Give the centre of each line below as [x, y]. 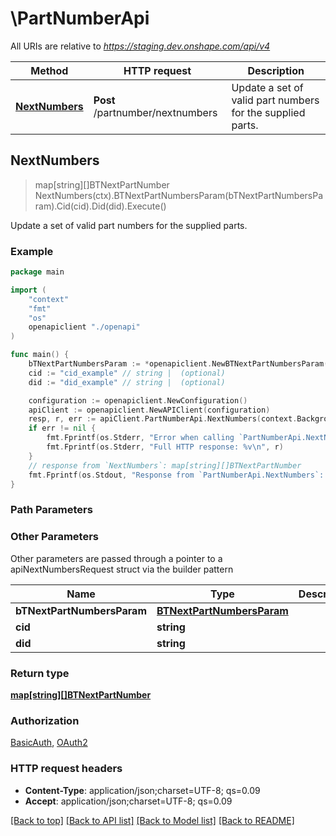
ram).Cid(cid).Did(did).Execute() [100, 206]
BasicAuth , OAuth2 [49, 743]
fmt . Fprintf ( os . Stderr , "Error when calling [140, 438]
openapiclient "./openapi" [84, 327]
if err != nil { [62, 428]
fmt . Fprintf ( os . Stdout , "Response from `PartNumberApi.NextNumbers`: [176, 475]
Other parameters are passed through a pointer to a [116, 558]
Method [49, 70]
